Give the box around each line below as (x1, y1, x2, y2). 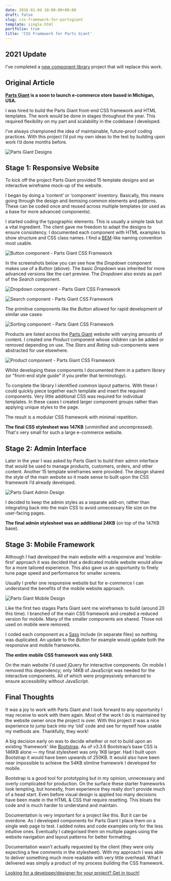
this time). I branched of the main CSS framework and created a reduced (5, 610, 158, 617)
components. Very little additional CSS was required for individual (5, 394, 143, 400)
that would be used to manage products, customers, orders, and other (5, 463, 153, 470)
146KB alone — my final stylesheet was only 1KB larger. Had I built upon (5, 749, 157, 755)
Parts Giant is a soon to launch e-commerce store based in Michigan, (5, 92, 155, 98)
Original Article (5, 79, 55, 87)
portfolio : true (5, 27, 40, 32)
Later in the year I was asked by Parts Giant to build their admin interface (5, 458, 158, 464)
